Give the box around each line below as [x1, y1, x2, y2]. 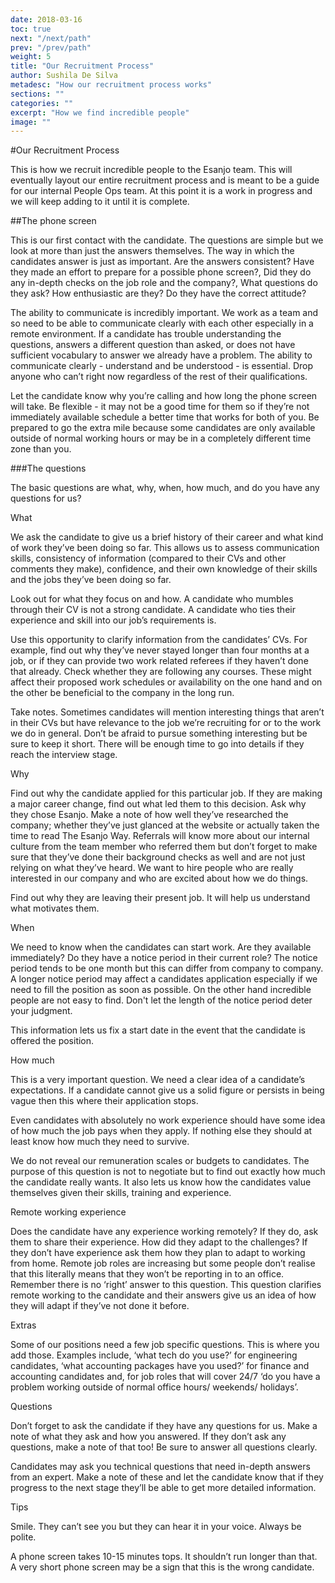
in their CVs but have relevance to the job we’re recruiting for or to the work [10, 717, 322, 729]
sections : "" [10, 89, 65, 99]
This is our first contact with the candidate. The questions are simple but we [10, 234, 324, 246]
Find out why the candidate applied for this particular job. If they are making [10, 787, 323, 800]
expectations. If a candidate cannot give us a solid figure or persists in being [10, 1084, 325, 1096]
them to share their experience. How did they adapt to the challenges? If [10, 1236, 308, 1248]
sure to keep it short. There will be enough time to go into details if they [10, 738, 305, 750]
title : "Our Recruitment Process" [10, 61, 155, 71]
